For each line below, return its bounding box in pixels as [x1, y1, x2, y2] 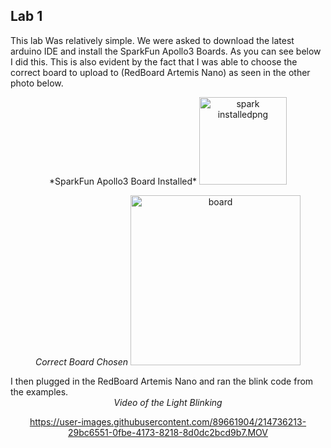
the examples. [10, 385, 69, 398]
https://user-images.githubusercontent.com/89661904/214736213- [29, 415, 307, 428]
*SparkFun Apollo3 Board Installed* [49, 175, 198, 187]
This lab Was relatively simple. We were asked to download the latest [10, 34, 295, 46]
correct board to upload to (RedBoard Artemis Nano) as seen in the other [10, 66, 311, 78]
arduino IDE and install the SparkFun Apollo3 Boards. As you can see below [10, 45, 322, 57]
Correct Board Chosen [34, 355, 129, 368]
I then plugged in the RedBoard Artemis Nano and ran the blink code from [10, 375, 314, 387]
